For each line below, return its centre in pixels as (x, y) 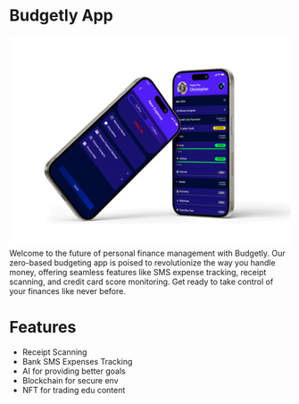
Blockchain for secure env (70, 380)
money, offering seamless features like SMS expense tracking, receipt (138, 272)
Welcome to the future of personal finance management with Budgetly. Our (147, 253)
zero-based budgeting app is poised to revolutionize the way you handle (142, 262)
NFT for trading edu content (74, 390)
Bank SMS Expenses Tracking (77, 361)
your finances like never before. (68, 290)
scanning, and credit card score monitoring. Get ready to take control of (141, 282)
